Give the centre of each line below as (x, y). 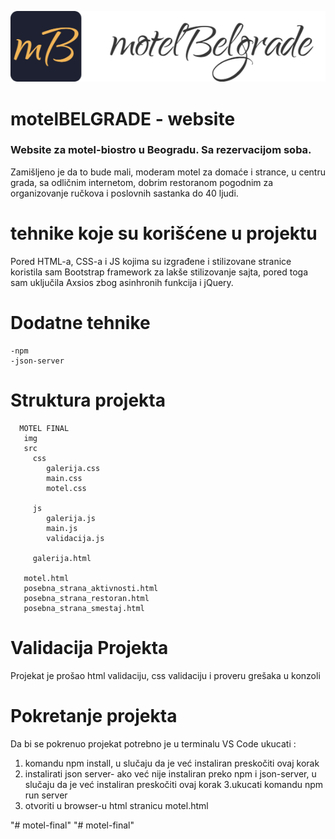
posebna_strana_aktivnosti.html (91, 588)
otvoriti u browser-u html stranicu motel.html (116, 805)
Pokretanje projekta (94, 715)
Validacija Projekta (89, 647)
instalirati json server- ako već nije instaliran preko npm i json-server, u (170, 773)
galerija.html (62, 558)
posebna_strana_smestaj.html (84, 608)
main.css (64, 478)
